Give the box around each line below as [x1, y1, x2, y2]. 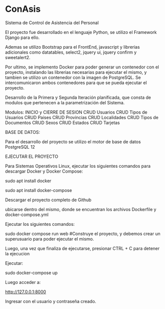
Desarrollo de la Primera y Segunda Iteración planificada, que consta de [5, 94, 151, 100]
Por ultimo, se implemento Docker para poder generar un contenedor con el [5, 64, 159, 70]
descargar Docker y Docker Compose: [5, 168, 83, 174]
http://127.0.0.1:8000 [5, 289, 46, 295]
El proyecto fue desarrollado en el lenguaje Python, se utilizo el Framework [5, 29, 157, 35]
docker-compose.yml [5, 212, 49, 217]
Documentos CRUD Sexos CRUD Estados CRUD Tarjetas [5, 120, 120, 125]
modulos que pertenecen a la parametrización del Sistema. [5, 99, 125, 105]
